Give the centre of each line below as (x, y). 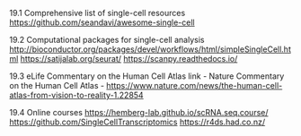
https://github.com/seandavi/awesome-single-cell (102, 22)
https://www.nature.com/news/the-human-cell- (195, 85)
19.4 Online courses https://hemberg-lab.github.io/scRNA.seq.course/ (139, 112)
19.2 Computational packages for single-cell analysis (107, 40)
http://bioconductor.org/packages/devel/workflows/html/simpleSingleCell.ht (150, 49)
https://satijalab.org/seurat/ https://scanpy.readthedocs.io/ (129, 59)
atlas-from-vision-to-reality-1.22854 (76, 95)
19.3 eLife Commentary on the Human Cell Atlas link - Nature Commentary (147, 76)
